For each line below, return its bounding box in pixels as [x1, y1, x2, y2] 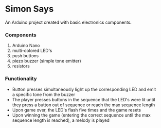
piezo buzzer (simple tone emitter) [12, 58, 81, 64]
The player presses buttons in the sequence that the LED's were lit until [12, 96, 156, 102]
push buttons [12, 53, 39, 59]
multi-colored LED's [12, 48, 53, 54]
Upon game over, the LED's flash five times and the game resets [12, 107, 141, 112]
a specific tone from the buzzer [12, 91, 75, 97]
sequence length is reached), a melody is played [12, 117, 110, 123]
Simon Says [5, 3, 54, 15]
